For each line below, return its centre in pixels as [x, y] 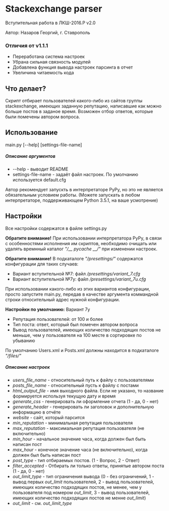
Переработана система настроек [48, 56]
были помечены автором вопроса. [43, 117]
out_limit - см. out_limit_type [42, 503]
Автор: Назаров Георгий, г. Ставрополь [48, 32]
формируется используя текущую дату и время [64, 396]
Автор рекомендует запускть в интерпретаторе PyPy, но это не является [84, 189]
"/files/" [13, 356]
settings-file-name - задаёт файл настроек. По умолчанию [75, 174]
